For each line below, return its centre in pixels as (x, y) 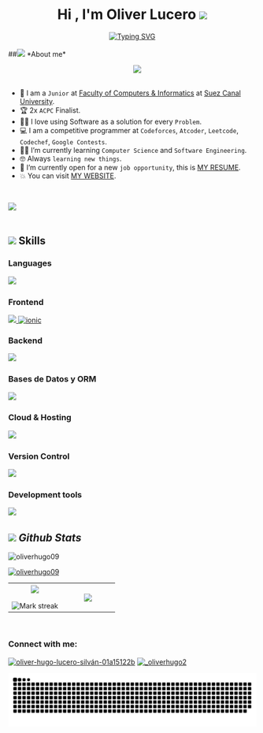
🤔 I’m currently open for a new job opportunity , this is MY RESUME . (130, 167)
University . (37, 101)
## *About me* (37, 54)
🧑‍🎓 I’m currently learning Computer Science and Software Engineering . (133, 150)
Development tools (45, 495)
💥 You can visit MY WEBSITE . (68, 176)
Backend (26, 340)
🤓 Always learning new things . (70, 158)
